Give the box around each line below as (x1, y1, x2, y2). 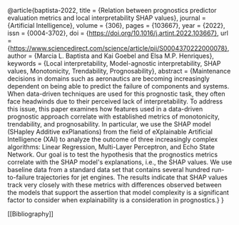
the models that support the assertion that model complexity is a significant (7, 189, 230, 196)
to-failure (7, 173, 35, 181)
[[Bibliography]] (7, 210, 54, 218)
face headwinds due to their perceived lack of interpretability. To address (7, 97, 223, 106)
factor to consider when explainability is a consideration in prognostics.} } (7, 196, 225, 204)
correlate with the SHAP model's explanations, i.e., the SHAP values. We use (7, 158, 233, 166)
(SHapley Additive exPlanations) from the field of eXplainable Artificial (7, 128, 213, 136)
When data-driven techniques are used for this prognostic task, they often (7, 89, 225, 98)
